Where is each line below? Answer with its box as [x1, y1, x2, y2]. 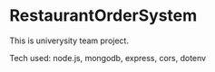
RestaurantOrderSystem [9, 5, 198, 26]
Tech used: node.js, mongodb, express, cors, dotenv [9, 52, 207, 63]
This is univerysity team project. [9, 35, 130, 46]
